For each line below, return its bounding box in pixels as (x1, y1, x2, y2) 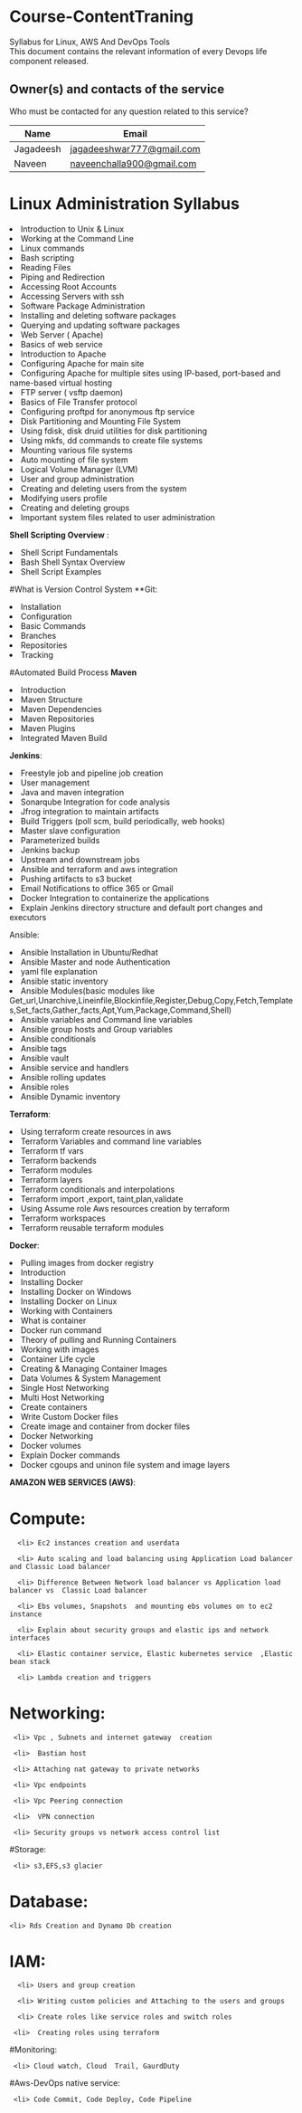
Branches (21, 630, 57, 641)
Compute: (9, 1509, 86, 1528)
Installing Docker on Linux (21, 1296, 118, 1307)
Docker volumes (21, 1440, 81, 1451)
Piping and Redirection (21, 271, 106, 282)
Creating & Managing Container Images (21, 1363, 168, 1374)
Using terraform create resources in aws (21, 1126, 172, 1137)
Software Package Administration (21, 300, 146, 311)
